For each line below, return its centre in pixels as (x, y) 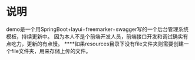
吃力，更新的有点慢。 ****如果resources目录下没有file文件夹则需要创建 (97, 44)
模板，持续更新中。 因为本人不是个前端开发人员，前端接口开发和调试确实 (95, 36)
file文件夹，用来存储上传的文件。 (51, 51)
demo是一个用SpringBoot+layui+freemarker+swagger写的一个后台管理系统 (97, 29)
